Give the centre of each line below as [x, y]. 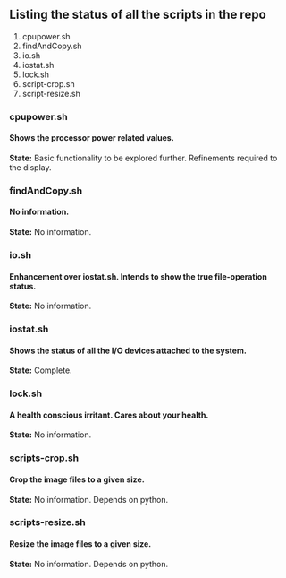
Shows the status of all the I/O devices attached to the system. [128, 350]
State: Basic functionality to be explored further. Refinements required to [143, 158]
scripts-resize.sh [48, 522]
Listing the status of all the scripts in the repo [138, 15]
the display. [30, 167]
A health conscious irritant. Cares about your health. [109, 415]
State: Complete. [41, 370]
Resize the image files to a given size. [80, 544]
